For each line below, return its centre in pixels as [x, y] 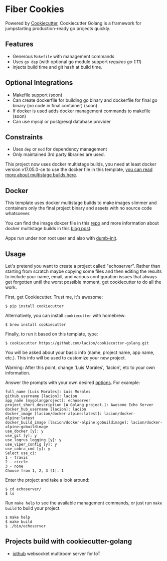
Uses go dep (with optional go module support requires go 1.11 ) [77, 62]
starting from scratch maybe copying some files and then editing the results [83, 271]
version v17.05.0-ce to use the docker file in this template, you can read [79, 169]
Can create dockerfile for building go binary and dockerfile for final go [85, 100]
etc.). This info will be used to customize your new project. [66, 358]
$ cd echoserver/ [23, 489]
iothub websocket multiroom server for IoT [56, 553]
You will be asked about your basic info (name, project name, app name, [80, 352]
